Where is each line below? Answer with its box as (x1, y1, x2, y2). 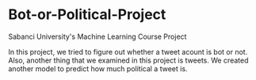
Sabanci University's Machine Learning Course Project (8, 32, 187, 41)
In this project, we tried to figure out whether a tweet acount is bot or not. (8, 47, 248, 56)
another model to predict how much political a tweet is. (8, 63, 188, 73)
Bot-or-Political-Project (8, 6, 166, 24)
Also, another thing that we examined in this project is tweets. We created (8, 55, 249, 65)
